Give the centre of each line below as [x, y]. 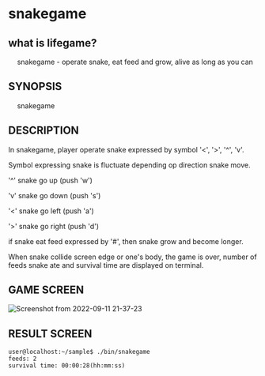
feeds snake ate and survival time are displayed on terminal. [106, 265]
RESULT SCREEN [50, 334]
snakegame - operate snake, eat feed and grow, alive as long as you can [135, 62]
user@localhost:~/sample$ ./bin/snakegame [79, 352]
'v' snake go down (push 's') [55, 195]
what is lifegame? [53, 43]
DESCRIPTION [44, 131]
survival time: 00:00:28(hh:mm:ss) [67, 366]
